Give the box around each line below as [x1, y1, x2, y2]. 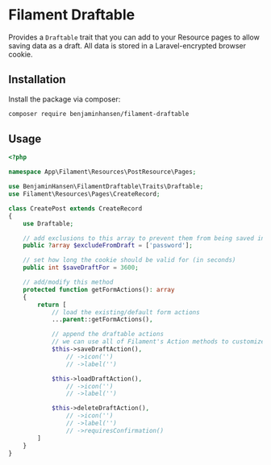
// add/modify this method [23, 278, 114, 287]
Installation [8, 73, 66, 86]
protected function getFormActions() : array [23, 285, 175, 293]
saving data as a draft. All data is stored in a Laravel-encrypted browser [8, 40, 247, 50]
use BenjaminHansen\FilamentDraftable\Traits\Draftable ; [8, 183, 204, 191]
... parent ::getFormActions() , [51, 316, 153, 324]
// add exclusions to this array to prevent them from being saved [23, 234, 254, 243]
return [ [37, 301, 67, 309]
